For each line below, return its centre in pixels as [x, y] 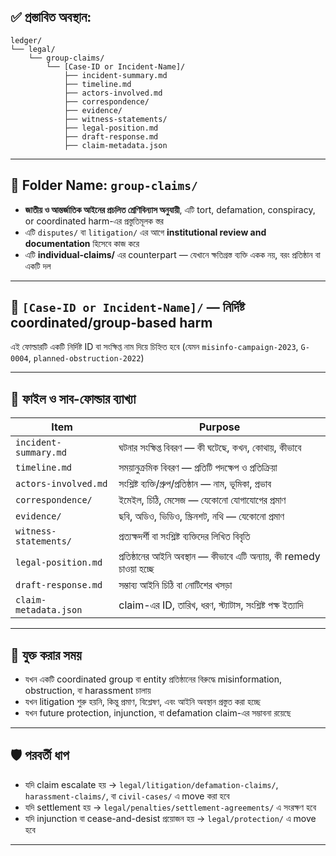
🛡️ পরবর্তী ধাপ [40, 755]
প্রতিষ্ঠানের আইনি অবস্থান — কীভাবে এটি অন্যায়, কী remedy [219, 557]
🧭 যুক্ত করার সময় [46, 655]
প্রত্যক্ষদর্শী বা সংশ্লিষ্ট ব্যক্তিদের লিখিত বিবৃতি [184, 537]
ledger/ [26, 40]
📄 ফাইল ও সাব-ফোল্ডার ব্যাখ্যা [73, 398]
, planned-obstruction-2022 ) [86, 358]
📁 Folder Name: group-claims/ [104, 185]
